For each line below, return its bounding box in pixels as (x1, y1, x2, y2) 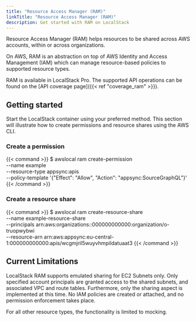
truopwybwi (6, 227, 35, 234)
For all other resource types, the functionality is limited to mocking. (6, 308, 168, 315)
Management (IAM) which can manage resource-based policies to (6, 59, 166, 66)
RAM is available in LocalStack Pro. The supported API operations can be (6, 77, 183, 84)
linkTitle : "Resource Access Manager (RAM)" (6, 14, 116, 20)
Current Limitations (6, 257, 79, 267)
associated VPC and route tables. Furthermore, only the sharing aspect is (6, 284, 183, 291)
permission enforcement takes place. (6, 296, 96, 304)
